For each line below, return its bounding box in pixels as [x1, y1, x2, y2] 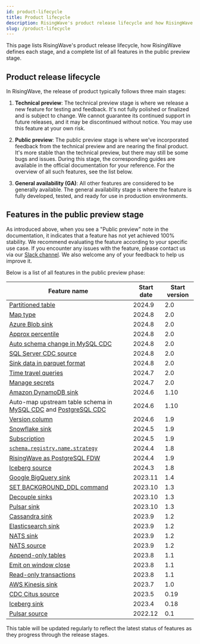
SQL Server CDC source [9, 349, 77, 358]
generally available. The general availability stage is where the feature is [14, 186, 192, 193]
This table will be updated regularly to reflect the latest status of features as [6, 624, 192, 631]
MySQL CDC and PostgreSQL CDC [9, 405, 107, 413]
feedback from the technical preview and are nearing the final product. [14, 143, 189, 150]
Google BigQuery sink [9, 473, 70, 481]
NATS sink [9, 532, 39, 540]
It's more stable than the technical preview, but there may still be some [14, 149, 189, 156]
